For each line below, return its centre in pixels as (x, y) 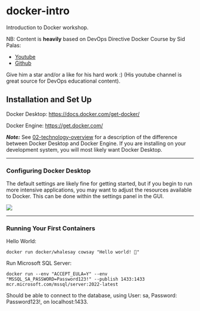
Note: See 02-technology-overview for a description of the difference (92, 137)
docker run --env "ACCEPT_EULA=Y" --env (57, 274)
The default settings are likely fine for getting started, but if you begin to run (99, 184)
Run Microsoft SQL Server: (39, 263)
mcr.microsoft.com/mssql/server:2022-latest (62, 285)
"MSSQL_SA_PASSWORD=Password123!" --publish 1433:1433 (76, 279)
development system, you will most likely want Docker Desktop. (84, 149)
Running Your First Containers (51, 228)
